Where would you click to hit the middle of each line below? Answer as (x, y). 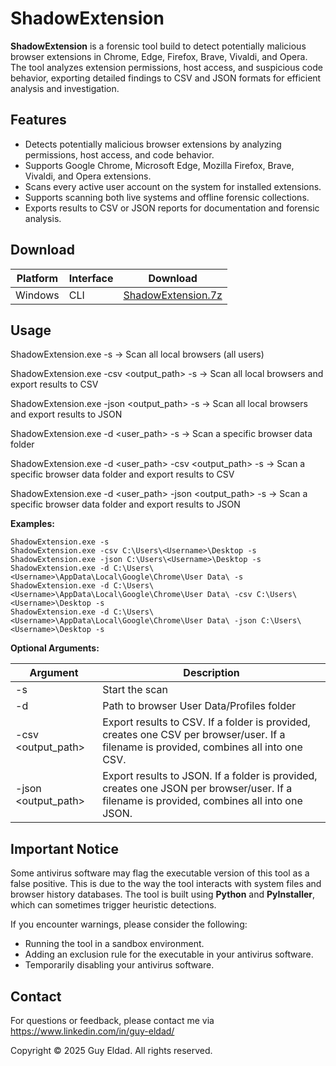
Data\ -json (231, 621)
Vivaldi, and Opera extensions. (88, 176)
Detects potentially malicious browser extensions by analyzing (153, 144)
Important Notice (64, 848)
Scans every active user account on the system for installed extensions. (173, 186)
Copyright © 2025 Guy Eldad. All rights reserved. (111, 1050)
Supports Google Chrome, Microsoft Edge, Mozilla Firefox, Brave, (159, 165)
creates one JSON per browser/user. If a (197, 789)
